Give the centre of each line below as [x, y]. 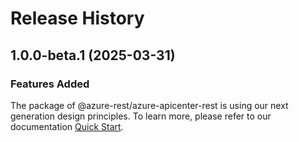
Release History [77, 18]
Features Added [50, 84]
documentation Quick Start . [67, 126]
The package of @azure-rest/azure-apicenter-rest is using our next [149, 105]
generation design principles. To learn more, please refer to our [141, 116]
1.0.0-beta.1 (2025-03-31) [93, 55]
